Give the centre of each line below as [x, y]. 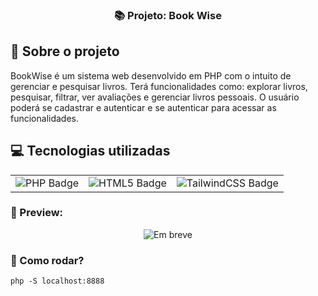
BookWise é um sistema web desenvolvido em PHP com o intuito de [151, 75]
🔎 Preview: [37, 213]
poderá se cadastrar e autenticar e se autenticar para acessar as [143, 107]
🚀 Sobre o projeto [65, 51]
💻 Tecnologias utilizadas [90, 151]
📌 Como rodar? [47, 260]
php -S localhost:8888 [57, 281]
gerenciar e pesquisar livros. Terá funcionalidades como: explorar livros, [159, 86]
